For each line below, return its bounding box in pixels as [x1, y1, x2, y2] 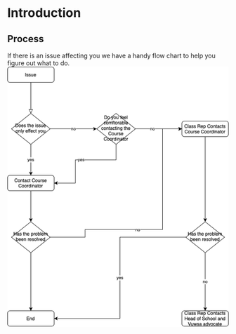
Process [7, 33, 44, 45]
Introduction [7, 5, 81, 21]
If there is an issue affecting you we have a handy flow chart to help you [7, 51, 216, 60]
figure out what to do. [7, 59, 70, 67]
